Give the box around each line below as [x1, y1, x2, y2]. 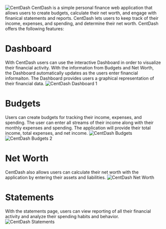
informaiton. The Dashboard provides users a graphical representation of [5, 75, 155, 81]
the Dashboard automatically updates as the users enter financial [5, 70, 138, 76]
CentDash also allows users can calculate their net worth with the [5, 169, 139, 175]
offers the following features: [5, 26, 64, 32]
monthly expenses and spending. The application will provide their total [5, 124, 151, 131]
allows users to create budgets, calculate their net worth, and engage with [5, 10, 157, 16]
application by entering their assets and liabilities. [5, 174, 106, 180]
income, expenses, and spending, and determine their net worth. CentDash [5, 20, 159, 26]
